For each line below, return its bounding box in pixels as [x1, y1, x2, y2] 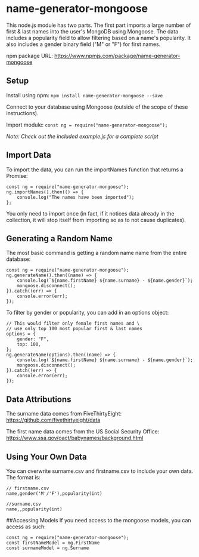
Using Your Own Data [6, 451, 88, 461]
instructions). [6, 109, 39, 116]
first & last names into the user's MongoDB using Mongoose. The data [6, 27, 179, 35]
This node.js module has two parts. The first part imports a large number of [6, 21, 191, 29]
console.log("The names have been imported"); [17, 194, 135, 200]
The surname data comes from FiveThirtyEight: [6, 410, 122, 417]
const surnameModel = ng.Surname [6, 545, 89, 551]
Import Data [6, 150, 52, 160]
